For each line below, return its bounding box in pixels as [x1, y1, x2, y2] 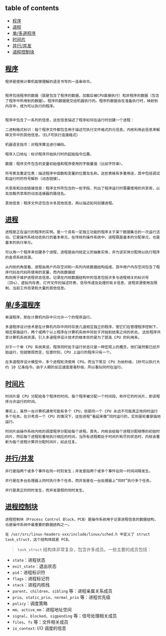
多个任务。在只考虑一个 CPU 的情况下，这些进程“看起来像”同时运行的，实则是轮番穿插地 [5, 414, 161, 419]
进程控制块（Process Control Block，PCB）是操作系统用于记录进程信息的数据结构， [5, 517, 158, 522]
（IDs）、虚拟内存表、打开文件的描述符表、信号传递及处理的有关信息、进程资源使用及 [5, 280, 154, 286]
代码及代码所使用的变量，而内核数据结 [8, 270, 75, 275]
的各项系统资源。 [5, 255, 35, 260]
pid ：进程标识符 [12, 569, 46, 575]
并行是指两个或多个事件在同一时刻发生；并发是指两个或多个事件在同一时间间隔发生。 [5, 468, 153, 473]
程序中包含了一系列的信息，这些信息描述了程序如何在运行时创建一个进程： [5, 118, 135, 123]
